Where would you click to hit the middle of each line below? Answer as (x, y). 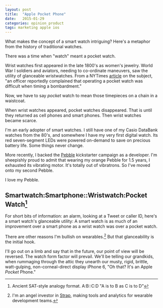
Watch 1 (16, 203)
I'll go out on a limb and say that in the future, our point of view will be (75, 251)
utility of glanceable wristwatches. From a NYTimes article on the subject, (79, 76)
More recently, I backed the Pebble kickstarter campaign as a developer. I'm (81, 155)
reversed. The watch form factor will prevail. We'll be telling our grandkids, (80, 256)
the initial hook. (20, 242)
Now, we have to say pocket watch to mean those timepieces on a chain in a (81, 96)
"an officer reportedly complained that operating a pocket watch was (74, 81)
